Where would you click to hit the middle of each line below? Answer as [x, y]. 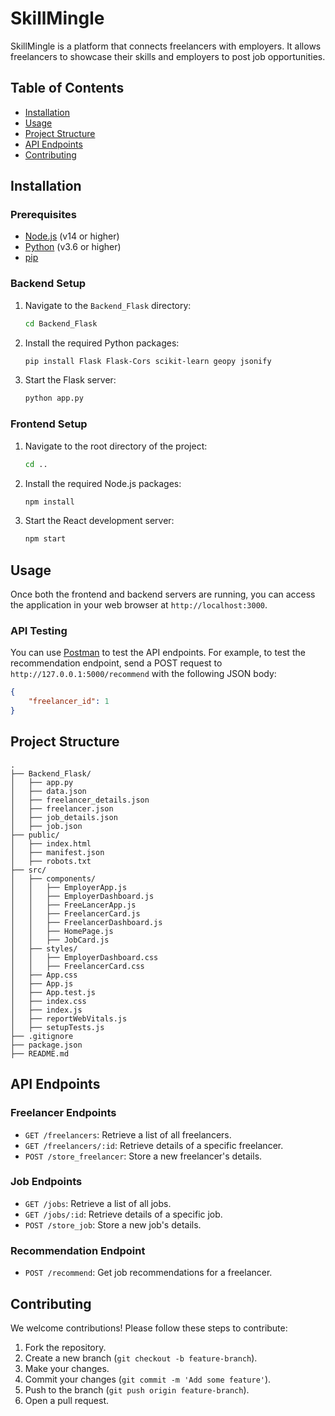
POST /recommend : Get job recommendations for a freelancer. [148, 1273]
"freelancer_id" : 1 [69, 702]
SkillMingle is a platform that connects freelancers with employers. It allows [166, 46]
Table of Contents [67, 88]
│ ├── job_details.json [64, 817]
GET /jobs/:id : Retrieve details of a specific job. [123, 1214]
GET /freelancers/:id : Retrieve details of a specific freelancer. [154, 1145]
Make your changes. [67, 1368]
